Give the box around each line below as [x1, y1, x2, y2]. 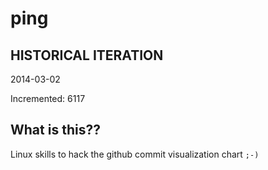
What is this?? [10, 122, 101, 139]
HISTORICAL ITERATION [10, 47, 164, 64]
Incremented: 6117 [10, 93, 86, 104]
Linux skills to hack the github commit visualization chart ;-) [10, 148, 260, 160]
